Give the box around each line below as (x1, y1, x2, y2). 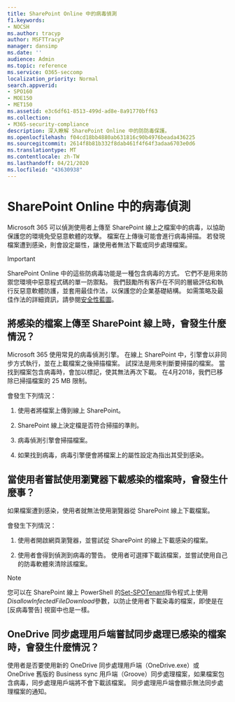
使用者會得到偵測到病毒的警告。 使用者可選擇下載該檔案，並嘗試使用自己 (17, 551, 228, 559)
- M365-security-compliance (7, 120, 90, 128)
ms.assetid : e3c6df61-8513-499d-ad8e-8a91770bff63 (7, 108, 158, 115)
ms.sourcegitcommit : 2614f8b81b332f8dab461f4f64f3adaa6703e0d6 (7, 141, 196, 148)
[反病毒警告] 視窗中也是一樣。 (7, 606, 94, 614)
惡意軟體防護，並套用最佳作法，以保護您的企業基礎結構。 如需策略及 (19, 286, 218, 294)
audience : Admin (7, 56, 55, 63)
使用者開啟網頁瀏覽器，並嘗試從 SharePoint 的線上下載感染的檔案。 (17, 536, 212, 545)
